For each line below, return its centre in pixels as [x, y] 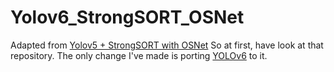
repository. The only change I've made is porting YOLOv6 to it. [139, 55]
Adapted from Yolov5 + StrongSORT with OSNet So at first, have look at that [167, 45]
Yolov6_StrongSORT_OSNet [127, 17]
